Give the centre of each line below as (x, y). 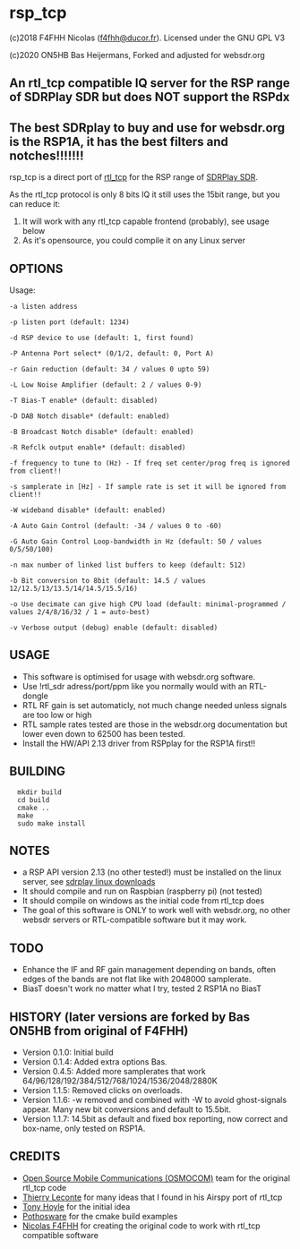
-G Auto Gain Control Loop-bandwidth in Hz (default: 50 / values (136, 541)
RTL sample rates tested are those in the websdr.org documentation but (155, 724)
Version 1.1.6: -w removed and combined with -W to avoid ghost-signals (154, 1100)
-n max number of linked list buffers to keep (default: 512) (128, 565)
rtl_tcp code (44, 1187)
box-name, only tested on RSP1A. (84, 1129)
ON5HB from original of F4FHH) (99, 1031)
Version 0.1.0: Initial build (68, 1052)
